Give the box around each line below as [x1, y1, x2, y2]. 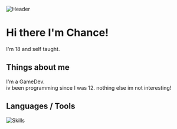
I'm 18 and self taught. [6, 45, 60, 52]
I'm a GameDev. [6, 78, 45, 85]
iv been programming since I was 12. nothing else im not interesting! [6, 84, 172, 91]
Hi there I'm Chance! [6, 26, 109, 39]
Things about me [6, 62, 70, 73]
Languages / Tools [6, 101, 76, 111]
